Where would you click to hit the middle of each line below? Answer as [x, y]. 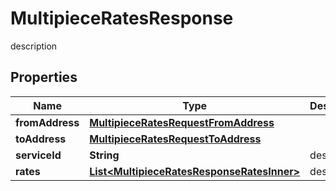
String [104, 155]
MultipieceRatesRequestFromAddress [182, 122]
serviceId [38, 155]
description [34, 46]
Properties [44, 77]
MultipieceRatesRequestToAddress [175, 139]
